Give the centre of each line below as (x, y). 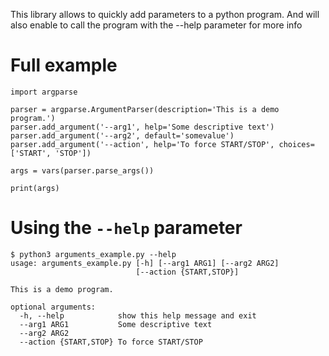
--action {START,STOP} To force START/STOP (111, 342)
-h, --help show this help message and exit (138, 315)
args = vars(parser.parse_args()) (82, 170)
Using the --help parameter (126, 228)
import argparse (44, 92)
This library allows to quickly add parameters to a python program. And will (165, 14)
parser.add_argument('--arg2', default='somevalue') (122, 135)
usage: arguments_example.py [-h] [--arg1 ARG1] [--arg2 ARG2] (145, 263)
